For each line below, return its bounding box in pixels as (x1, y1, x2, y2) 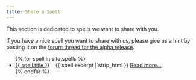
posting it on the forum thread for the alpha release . (6, 43, 134, 51)
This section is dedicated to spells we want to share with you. (6, 25, 159, 32)
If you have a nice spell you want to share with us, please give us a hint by (6, 37, 191, 44)
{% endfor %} (14, 67, 50, 75)
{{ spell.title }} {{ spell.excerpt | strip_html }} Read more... (14, 61, 162, 69)
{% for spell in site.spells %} (14, 55, 86, 62)
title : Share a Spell (6, 8, 61, 15)
